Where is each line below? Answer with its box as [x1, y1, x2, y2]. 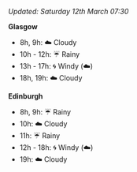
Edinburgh [8, 92, 43, 101]
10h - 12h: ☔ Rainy [19, 50, 80, 58]
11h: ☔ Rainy [19, 131, 61, 140]
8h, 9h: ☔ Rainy [19, 107, 72, 117]
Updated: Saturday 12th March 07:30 [8, 7, 129, 16]
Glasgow [8, 22, 38, 31]
